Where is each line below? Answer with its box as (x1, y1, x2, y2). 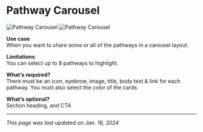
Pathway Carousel (6, 4, 100, 17)
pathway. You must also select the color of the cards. (6, 83, 139, 91)
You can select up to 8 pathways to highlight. (6, 59, 119, 67)
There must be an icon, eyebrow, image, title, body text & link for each (6, 77, 181, 85)
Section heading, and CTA (6, 101, 71, 109)
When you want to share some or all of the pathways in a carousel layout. (6, 41, 189, 49)
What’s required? (6, 71, 51, 78)
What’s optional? (6, 95, 50, 103)
